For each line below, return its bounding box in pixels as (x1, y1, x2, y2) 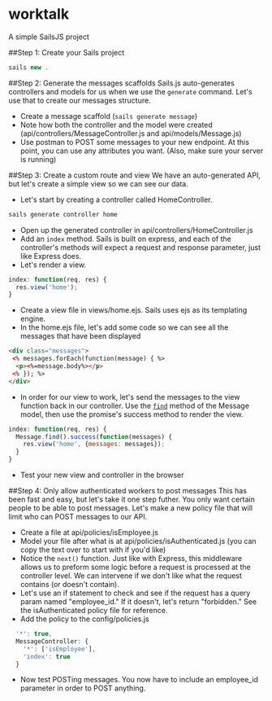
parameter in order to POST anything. (19, 683, 146, 693)
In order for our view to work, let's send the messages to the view (19, 392, 240, 401)
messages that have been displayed (19, 331, 141, 341)
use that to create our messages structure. (8, 95, 152, 105)
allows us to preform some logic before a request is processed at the (19, 563, 251, 572)
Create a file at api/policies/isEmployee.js (19, 528, 158, 537)
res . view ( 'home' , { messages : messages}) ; (23, 440, 165, 449)
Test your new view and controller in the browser (19, 470, 184, 480)
